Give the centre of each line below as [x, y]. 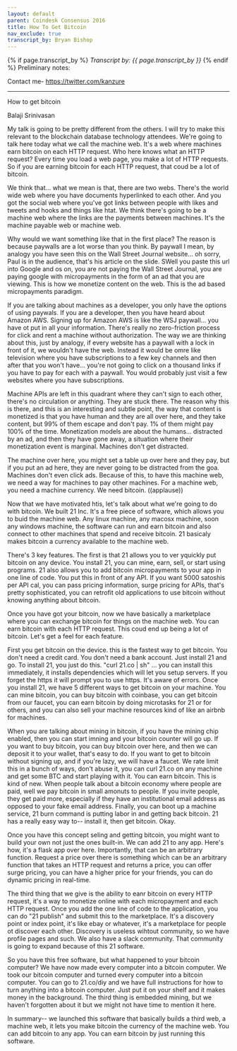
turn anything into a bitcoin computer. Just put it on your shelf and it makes [116, 990]
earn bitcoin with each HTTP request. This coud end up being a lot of [108, 629]
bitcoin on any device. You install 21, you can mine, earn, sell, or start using [116, 563]
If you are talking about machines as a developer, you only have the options [117, 305]
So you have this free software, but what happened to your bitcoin [103, 960]
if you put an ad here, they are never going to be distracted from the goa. [114, 468]
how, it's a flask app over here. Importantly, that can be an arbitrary [105, 850]
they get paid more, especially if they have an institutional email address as [116, 799]
